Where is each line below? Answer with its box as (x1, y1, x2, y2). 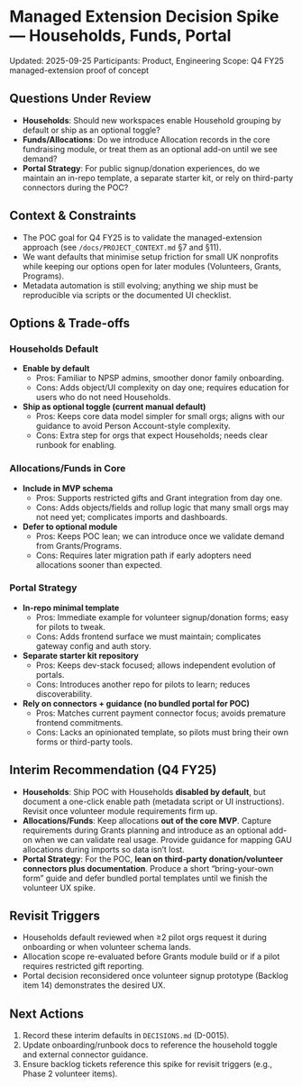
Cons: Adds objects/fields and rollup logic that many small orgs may (35, 502, 289, 513)
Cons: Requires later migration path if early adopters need (35, 550, 252, 561)
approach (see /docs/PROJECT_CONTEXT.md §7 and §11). (22, 242, 222, 252)
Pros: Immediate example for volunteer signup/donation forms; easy (35, 611, 289, 623)
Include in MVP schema (22, 482, 114, 493)
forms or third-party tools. (35, 736, 133, 747)
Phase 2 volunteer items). (22, 1068, 118, 1079)
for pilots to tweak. (35, 621, 106, 632)
